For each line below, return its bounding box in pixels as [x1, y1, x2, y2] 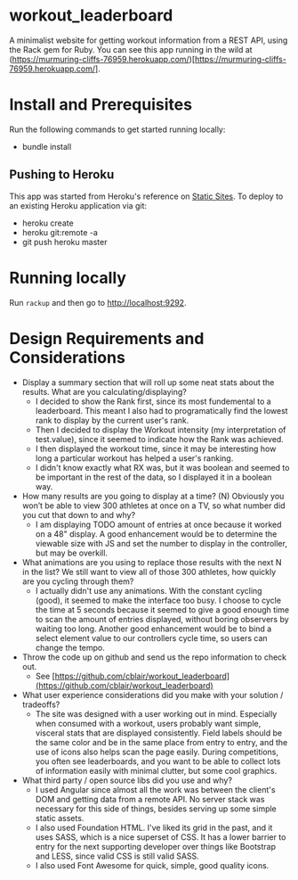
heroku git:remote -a [21, 226, 98, 237]
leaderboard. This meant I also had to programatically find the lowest [35, 405, 288, 415]
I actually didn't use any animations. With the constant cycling [35, 585, 262, 596]
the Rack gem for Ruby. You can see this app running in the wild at [9, 44, 253, 54]
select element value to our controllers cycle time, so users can [35, 632, 269, 643]
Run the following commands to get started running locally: [9, 124, 226, 135]
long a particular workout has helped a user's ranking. [35, 452, 234, 464]
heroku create [21, 218, 74, 228]
